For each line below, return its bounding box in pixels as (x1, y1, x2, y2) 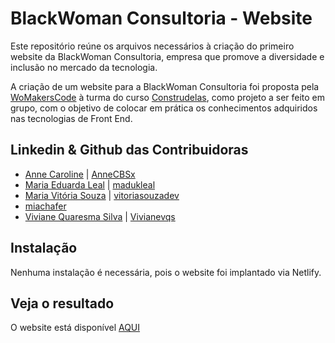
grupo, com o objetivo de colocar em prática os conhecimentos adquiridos (10, 102, 318, 114)
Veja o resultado (10, 295, 115, 312)
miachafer (24, 200, 67, 212)
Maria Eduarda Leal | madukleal (24, 178, 156, 191)
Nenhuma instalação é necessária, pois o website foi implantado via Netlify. (10, 266, 322, 278)
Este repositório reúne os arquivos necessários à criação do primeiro (10, 40, 295, 52)
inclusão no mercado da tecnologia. (10, 61, 158, 73)
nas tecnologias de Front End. (10, 112, 133, 124)
